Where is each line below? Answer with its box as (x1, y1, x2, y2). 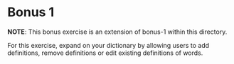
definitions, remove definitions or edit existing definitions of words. (7, 49, 203, 57)
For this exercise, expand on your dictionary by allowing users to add (7, 41, 210, 49)
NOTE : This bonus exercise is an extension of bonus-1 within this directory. (7, 27, 228, 36)
